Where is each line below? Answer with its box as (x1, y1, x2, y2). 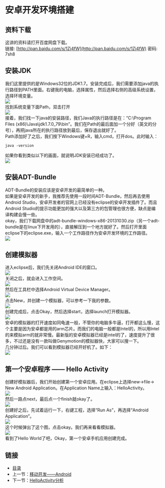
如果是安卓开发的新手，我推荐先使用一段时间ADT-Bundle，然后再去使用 (5, 193, 150, 199)
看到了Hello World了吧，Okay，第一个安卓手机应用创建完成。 (5, 435, 130, 441)
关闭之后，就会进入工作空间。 (5, 275, 65, 281)
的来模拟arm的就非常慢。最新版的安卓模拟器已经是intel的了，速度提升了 (5, 332, 151, 338)
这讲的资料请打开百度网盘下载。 (5, 40, 70, 45)
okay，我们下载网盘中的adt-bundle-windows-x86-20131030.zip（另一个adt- (5, 217, 160, 223)
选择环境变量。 (5, 93, 35, 99)
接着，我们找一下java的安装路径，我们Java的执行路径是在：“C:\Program (5, 115, 151, 121)
